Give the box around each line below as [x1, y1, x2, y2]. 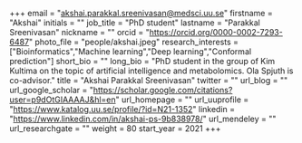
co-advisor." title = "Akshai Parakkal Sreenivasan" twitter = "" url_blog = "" [9, 75, 288, 85]
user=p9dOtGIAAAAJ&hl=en [9, 94, 116, 105]
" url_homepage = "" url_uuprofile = [115, 94, 249, 105]
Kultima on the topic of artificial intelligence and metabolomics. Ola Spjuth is [9, 65, 294, 76]
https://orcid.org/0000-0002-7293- [149, 27, 283, 37]
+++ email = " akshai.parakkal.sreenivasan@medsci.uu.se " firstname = [9, 8, 274, 18]
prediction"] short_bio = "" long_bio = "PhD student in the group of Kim [9, 56, 276, 66]
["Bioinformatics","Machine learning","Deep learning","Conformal [9, 46, 252, 57]
